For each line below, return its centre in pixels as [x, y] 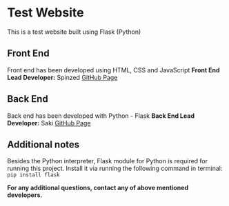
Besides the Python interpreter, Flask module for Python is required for [108, 161]
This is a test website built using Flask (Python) [74, 32]
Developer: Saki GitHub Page [49, 123]
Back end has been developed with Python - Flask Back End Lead [101, 116]
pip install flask [33, 175]
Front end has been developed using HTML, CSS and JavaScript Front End [113, 70]
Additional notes [43, 144]
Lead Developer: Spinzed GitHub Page [62, 77]
